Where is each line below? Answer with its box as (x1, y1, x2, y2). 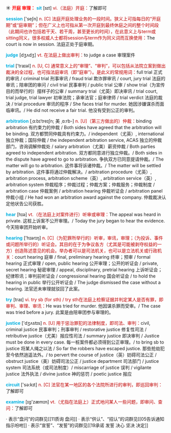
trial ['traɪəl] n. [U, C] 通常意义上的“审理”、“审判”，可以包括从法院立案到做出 (6, 63, 166, 69)
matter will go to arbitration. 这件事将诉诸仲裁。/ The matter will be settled (6, 163, 161, 168)
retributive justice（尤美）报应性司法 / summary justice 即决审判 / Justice (6, 333, 160, 338)
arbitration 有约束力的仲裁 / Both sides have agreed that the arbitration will (6, 125, 162, 130)
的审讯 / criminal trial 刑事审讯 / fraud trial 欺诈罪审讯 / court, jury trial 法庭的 (6, 76, 166, 81)
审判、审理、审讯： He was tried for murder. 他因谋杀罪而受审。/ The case (6, 303, 161, 309)
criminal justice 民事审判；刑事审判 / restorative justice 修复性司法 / (6, 326, 147, 332)
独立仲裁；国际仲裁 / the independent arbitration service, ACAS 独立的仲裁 (6, 137, 162, 143)
